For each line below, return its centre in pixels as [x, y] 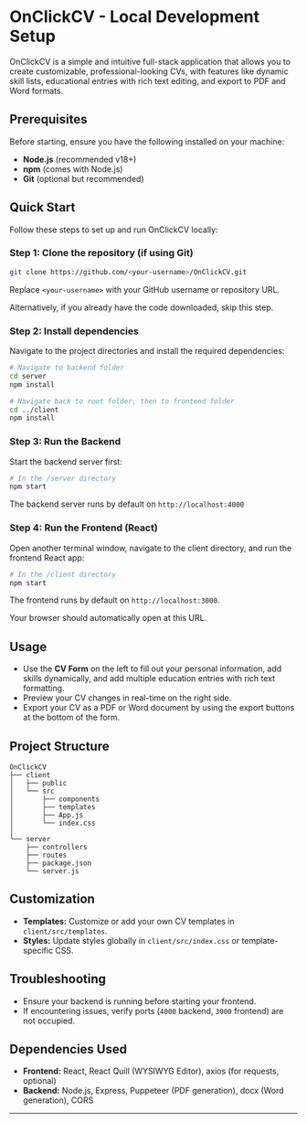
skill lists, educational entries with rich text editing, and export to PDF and [148, 80]
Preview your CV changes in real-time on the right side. [127, 698]
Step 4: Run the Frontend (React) [84, 528]
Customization [53, 899]
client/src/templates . [65, 931]
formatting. [44, 689]
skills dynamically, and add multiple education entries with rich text [149, 679]
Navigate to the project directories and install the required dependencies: [147, 351]
